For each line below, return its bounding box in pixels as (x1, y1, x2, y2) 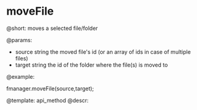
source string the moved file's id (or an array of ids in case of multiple (15, 48, 191, 56)
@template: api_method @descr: (6, 97, 89, 104)
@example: (6, 73, 35, 80)
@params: (6, 36, 32, 43)
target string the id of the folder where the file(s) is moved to (15, 61, 168, 68)
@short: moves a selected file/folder (6, 24, 98, 32)
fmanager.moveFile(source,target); (6, 84, 94, 92)
